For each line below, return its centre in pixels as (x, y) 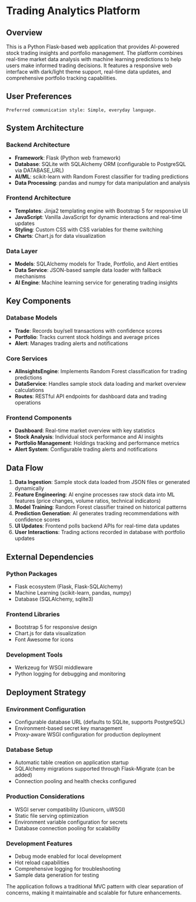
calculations (29, 390)
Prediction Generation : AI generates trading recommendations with (97, 513)
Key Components (39, 301)
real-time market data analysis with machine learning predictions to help (94, 59)
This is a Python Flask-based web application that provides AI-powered (93, 47)
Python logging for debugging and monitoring (70, 674)
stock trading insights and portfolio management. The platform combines (95, 53)
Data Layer (22, 251)
